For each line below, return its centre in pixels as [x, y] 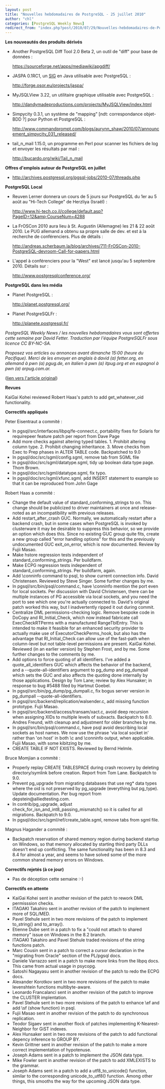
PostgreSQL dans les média [34, 285]
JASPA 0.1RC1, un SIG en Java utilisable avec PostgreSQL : [71, 76]
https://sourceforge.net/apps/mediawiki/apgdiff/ [61, 66]
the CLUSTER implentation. [40, 997]
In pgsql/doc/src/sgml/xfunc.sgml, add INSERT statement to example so [85, 478]
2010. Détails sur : [30, 266]
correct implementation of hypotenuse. [52, 1050]
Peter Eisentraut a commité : [34, 422]
